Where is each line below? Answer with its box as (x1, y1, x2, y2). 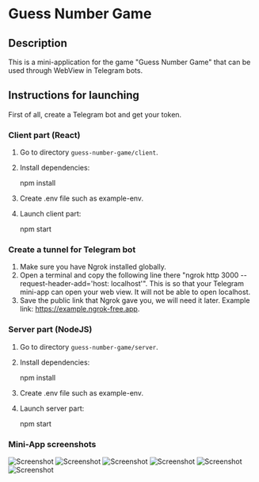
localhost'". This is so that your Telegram (110, 279, 244, 289)
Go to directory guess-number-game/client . (19, 147, 158, 157)
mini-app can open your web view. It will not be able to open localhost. (19, 287, 251, 297)
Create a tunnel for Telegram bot (8, 244, 136, 255)
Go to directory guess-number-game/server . (19, 342, 158, 351)
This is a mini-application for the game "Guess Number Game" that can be (8, 57, 251, 67)
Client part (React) (8, 129, 81, 140)
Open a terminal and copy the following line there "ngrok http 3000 (19, 270, 239, 280)
